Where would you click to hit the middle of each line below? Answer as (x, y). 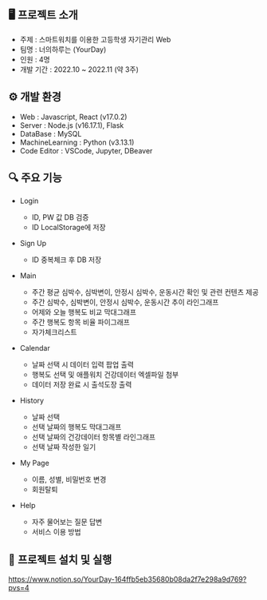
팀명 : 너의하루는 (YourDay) (63, 49)
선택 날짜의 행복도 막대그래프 (77, 427)
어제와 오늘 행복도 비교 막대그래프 (84, 312)
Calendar (35, 348)
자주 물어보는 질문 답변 (67, 522)
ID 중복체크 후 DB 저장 (67, 260)
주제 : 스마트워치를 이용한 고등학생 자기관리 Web (95, 39)
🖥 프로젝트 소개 (43, 15)
